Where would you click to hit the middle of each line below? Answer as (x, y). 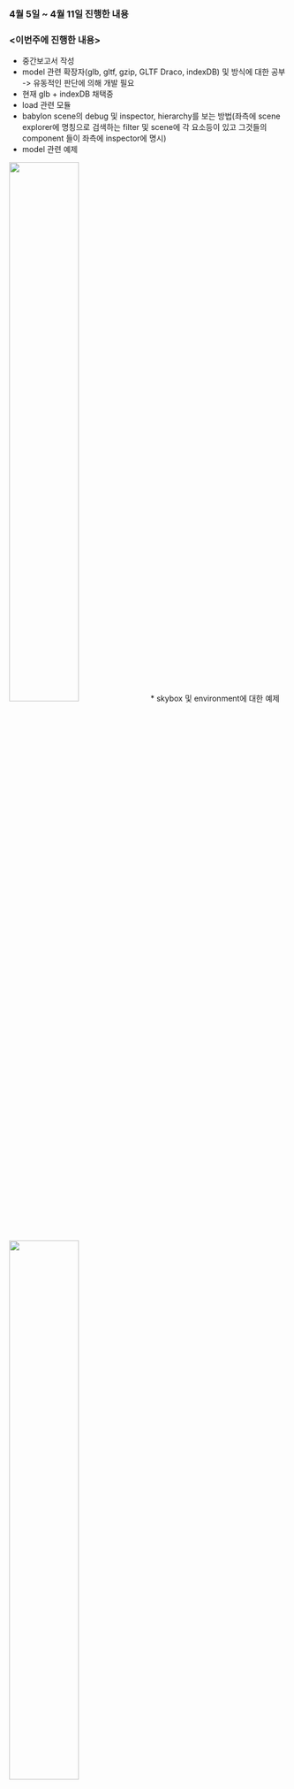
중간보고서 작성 (48, 61)
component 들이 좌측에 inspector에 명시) (94, 138)
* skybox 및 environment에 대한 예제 (215, 699)
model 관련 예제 (49, 150)
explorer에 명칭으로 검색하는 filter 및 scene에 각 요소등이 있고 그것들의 (144, 127)
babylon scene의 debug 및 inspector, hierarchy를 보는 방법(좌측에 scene (151, 116)
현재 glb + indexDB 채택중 (68, 94)
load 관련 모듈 (46, 105)
